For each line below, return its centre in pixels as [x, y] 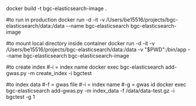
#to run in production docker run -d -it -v [56, 20]
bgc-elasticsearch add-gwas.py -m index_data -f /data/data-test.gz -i [90, 91]
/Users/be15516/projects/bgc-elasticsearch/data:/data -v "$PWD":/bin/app [96, 50]
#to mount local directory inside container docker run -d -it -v [80, 43]
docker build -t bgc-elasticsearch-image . [56, 8]
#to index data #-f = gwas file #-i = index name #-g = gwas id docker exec [96, 84]
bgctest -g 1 [20, 97]
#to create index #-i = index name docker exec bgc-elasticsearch [85, 67]
